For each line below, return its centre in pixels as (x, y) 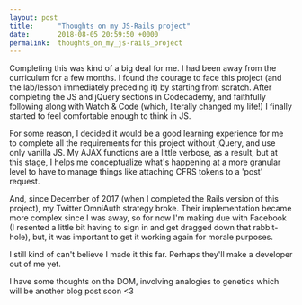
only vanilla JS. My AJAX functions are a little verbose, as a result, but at (144, 153)
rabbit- (266, 228)
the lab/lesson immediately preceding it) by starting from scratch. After (141, 87)
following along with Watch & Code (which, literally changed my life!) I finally (151, 107)
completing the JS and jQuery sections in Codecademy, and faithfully (138, 97)
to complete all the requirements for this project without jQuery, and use (142, 143)
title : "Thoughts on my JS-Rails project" (100, 26)
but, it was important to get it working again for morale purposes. (153, 237)
